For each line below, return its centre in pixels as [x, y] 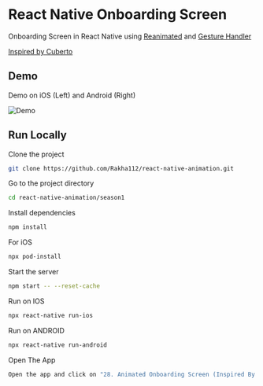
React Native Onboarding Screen [118, 15]
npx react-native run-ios [50, 315]
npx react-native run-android [58, 345]
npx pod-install [35, 257]
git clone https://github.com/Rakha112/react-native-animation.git [121, 168]
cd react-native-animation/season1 [67, 198]
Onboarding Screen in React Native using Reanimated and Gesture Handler [130, 36]
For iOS [20, 242]
